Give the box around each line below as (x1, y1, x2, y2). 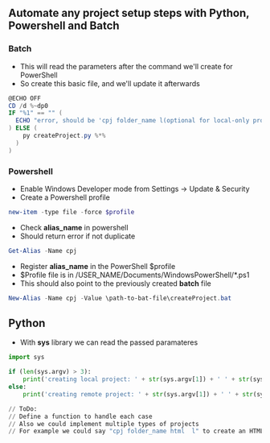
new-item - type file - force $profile (8, 208, 135, 216)
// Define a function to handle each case (8, 412, 153, 420)
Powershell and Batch (8, 19, 120, 33)
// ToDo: (8, 404, 38, 413)
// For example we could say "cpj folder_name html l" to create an (8, 427, 247, 436)
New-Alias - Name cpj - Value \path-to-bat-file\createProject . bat (8, 294, 231, 302)
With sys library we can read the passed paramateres (19, 337, 198, 347)
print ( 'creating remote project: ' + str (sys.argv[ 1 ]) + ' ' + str (22, 390, 253, 398)
